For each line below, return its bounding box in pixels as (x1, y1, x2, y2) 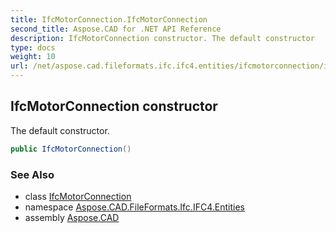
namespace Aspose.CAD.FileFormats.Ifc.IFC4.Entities (24, 201, 245, 213)
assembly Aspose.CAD (24, 211, 120, 223)
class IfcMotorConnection (24, 190, 132, 202)
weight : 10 (10, 52, 56, 62)
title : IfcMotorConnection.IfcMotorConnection (10, 14, 208, 25)
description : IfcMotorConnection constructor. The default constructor (10, 33, 315, 43)
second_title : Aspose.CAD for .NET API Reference (10, 24, 222, 34)
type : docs (10, 42, 56, 53)
